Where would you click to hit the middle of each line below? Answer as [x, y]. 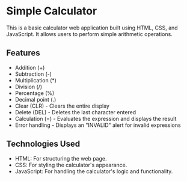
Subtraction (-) [33, 74]
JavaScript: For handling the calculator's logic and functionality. [94, 171]
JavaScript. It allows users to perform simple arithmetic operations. [89, 34]
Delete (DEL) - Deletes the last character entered [75, 112]
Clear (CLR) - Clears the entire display [62, 106]
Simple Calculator [52, 11]
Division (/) [29, 87]
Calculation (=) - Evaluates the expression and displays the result [96, 118]
